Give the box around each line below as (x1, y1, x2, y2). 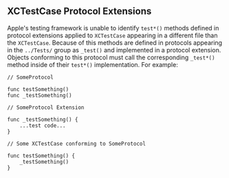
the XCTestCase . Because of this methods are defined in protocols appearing (7, 38, 222, 47)
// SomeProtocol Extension (7, 103, 85, 111)
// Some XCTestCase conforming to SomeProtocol (7, 140, 146, 147)
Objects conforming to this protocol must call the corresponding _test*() (7, 53, 215, 61)
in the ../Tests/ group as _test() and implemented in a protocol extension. (7, 46, 221, 54)
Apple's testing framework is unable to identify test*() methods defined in (7, 23, 219, 32)
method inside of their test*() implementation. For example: (7, 60, 179, 68)
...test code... (19, 122, 67, 129)
